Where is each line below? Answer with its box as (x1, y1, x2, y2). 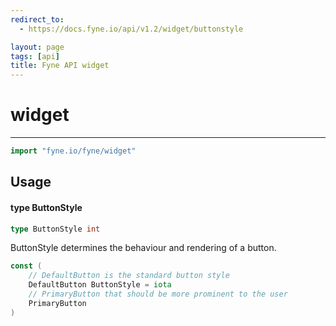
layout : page (10, 42, 65, 52)
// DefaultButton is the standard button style (28, 271, 230, 281)
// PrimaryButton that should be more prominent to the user (28, 289, 288, 300)
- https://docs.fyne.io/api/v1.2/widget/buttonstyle (19, 24, 244, 34)
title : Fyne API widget (10, 61, 110, 71)
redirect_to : (10, 14, 65, 25)
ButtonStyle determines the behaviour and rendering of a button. (10, 242, 277, 254)
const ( (10, 261, 43, 271)
